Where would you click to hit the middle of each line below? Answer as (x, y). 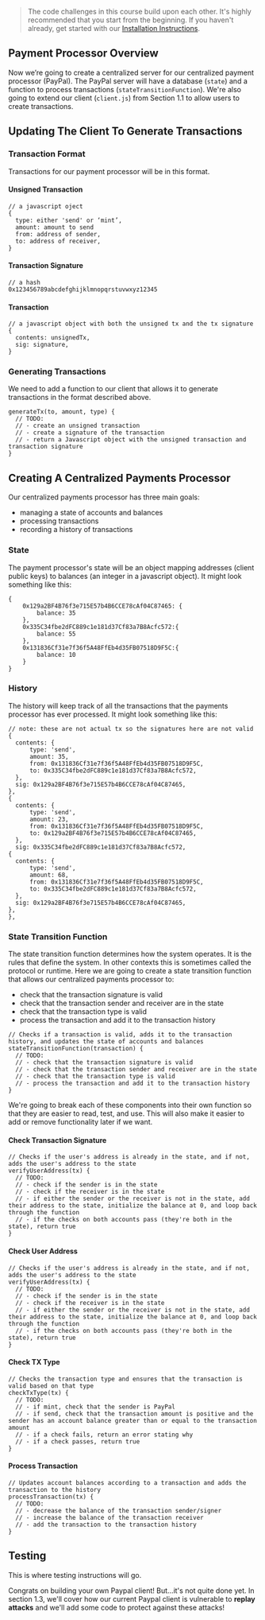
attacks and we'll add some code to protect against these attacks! (116, 1607)
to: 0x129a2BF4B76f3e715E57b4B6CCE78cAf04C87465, (113, 833)
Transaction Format (47, 154)
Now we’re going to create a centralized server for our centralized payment (131, 72)
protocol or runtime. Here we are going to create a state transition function (130, 971)
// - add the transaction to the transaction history (106, 1525)
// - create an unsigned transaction (78, 426)
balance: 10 (57, 655)
